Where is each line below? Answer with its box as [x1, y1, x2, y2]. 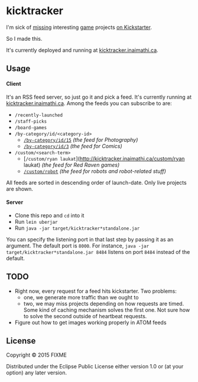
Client [6, 80, 22, 87]
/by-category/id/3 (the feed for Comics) [23, 142, 122, 149]
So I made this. [6, 35, 43, 42]
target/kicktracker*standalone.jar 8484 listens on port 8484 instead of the [6, 248, 190, 255]
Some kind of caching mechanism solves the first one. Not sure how [23, 306, 190, 314]
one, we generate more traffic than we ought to [23, 293, 139, 301]
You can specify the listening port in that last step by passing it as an [6, 236, 174, 243]
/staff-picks [14, 118, 47, 125]
